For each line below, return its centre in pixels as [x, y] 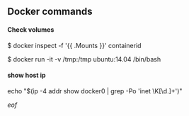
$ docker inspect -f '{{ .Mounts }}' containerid [74, 45]
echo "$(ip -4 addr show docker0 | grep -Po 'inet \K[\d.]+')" [95, 91]
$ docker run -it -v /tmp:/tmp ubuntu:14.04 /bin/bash [84, 59]
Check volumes [31, 29]
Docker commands [50, 12]
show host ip [27, 75]
